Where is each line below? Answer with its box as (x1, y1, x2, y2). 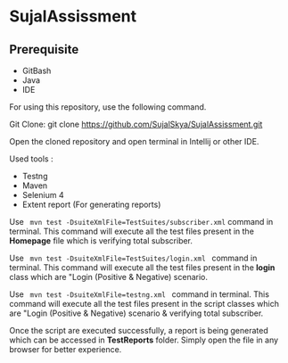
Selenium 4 (21, 190, 64, 200)
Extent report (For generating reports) (21, 199, 161, 210)
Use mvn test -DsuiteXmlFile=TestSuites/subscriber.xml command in (9, 217, 274, 227)
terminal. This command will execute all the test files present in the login (9, 262, 276, 273)
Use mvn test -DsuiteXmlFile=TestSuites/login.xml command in (9, 252, 258, 263)
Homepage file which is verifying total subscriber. (9, 235, 193, 246)
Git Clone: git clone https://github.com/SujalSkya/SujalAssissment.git (9, 119, 263, 129)
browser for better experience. (9, 344, 122, 354)
